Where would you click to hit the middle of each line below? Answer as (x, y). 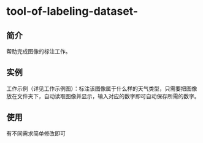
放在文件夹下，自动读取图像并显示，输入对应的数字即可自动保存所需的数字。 (103, 96)
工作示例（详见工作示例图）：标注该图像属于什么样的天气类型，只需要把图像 (102, 88)
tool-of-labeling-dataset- (72, 11)
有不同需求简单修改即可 (36, 133)
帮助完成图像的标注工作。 (39, 51)
